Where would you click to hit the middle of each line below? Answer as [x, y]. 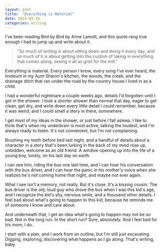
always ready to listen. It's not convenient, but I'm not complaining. [72, 131]
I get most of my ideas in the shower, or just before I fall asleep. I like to [76, 120]
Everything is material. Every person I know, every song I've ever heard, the [80, 71]
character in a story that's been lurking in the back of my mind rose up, [76, 145]
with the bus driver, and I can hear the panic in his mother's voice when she [81, 170]
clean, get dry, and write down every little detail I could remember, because [80, 106]
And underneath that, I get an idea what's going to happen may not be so [78, 215]
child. [10, 86]
